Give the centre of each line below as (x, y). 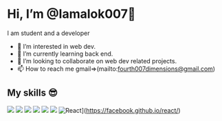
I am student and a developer (48, 33)
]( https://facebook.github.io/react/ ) (131, 110)
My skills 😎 (33, 93)
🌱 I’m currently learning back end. (65, 54)
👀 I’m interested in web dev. (56, 46)
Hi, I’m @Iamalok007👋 (71, 14)
